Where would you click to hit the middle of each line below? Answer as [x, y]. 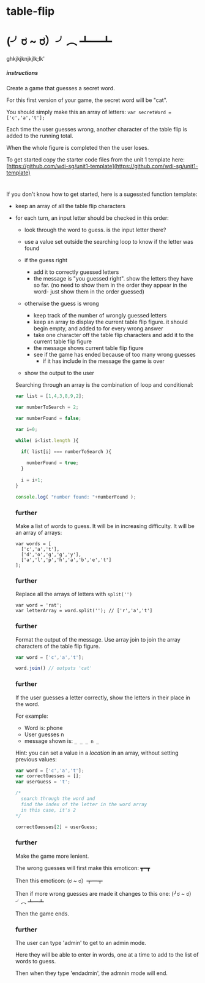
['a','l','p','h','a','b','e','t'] [66, 560]
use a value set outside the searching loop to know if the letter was [109, 242]
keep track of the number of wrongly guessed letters [100, 316]
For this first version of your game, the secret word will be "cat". [87, 100]
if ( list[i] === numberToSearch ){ [66, 452]
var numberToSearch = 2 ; [47, 407]
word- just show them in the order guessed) [89, 292]
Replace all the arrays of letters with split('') [74, 594]
